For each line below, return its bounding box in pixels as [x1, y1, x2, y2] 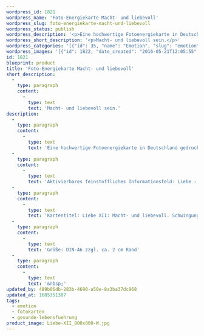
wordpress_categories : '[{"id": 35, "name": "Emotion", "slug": [6, 43, 172, 49]
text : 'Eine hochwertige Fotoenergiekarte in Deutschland [28, 144, 178, 151]
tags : [6, 298, 20, 304]
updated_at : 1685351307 [6, 292, 67, 298]
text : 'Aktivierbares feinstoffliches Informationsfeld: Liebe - [28, 179, 197, 185]
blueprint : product [6, 60, 56, 66]
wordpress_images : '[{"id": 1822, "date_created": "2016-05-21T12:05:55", [6, 49, 200, 55]
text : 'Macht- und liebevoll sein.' [28, 105, 121, 111]
